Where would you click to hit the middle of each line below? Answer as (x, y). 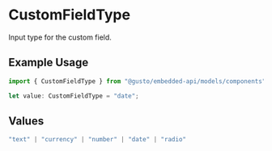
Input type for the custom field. (60, 37)
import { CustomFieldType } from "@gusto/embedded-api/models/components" (137, 81)
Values (26, 121)
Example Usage (49, 63)
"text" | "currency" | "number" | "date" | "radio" (97, 140)
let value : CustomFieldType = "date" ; (74, 96)
